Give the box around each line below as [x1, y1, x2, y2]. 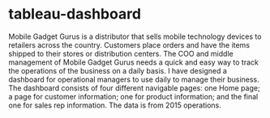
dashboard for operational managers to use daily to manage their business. [8, 74, 259, 84]
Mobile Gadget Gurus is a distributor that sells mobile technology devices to [8, 32, 262, 41]
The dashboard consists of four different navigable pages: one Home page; [8, 82, 261, 93]
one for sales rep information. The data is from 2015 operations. [8, 100, 221, 110]
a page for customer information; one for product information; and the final [8, 91, 259, 101]
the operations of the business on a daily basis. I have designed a [8, 65, 227, 75]
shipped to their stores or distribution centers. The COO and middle [8, 48, 234, 58]
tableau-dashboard [8, 5, 142, 23]
